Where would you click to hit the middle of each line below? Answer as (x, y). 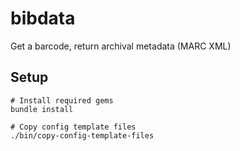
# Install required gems (62, 100)
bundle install (42, 109)
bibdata (43, 18)
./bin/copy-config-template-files (82, 135)
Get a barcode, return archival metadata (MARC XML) (121, 46)
